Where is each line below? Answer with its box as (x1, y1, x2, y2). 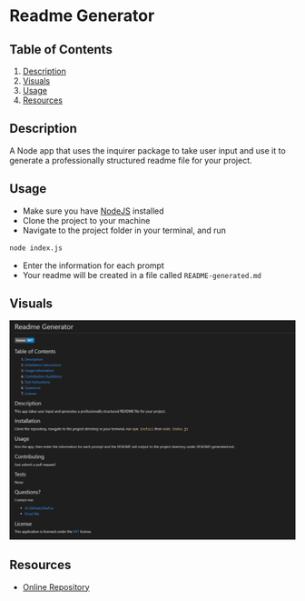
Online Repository (22, 581, 90, 592)
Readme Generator (9, 5, 155, 26)
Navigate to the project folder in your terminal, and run (22, 225, 227, 235)
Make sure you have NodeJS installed (22, 205, 165, 216)
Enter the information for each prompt (22, 260, 165, 271)
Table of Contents (9, 42, 113, 57)
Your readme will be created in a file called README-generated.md (22, 269, 261, 280)
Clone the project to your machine (22, 215, 151, 225)
